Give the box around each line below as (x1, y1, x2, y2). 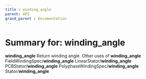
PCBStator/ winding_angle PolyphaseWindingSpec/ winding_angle (5, 63, 139, 69)
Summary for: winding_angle (5, 37, 125, 48)
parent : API (5, 12, 29, 16)
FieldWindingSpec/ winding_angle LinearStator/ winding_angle (5, 58, 132, 64)
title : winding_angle (5, 7, 51, 12)
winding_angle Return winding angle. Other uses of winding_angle (5, 53, 141, 59)
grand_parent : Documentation (5, 16, 67, 21)
